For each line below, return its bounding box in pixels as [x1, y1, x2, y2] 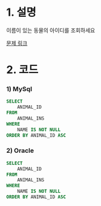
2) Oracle [6, 146, 34, 155]
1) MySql [6, 85, 32, 94]
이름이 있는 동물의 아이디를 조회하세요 [6, 27, 96, 34]
